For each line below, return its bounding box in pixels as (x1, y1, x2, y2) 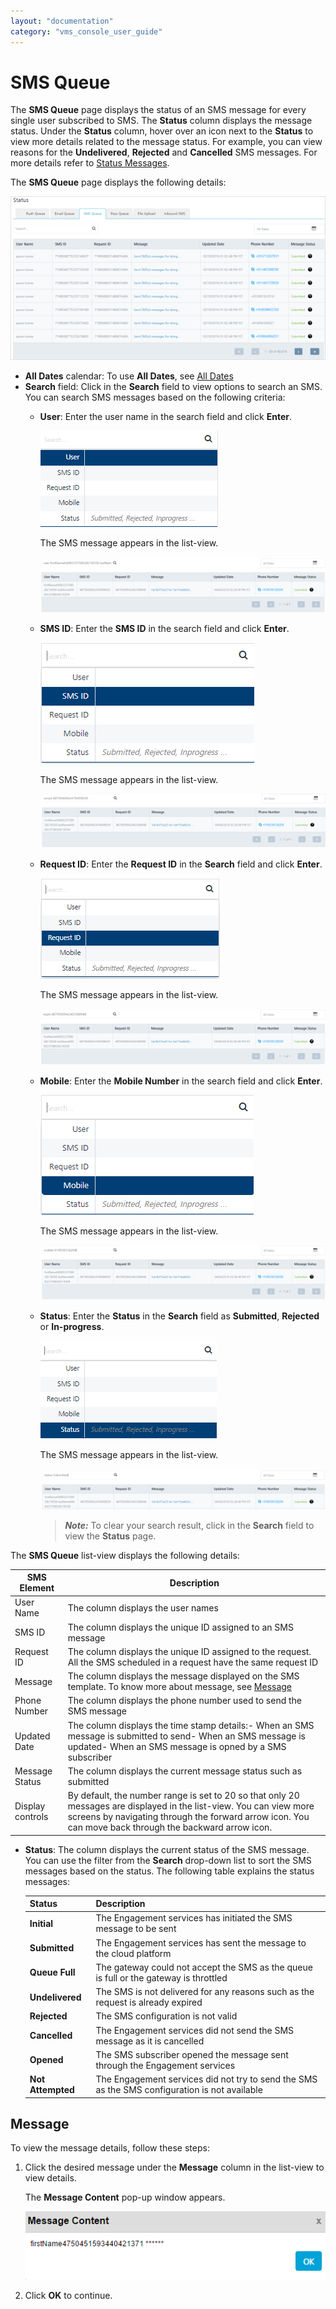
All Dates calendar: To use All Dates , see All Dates (24, 370, 234, 382)
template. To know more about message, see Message (67, 1681, 293, 1693)
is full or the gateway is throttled (95, 1971, 228, 1984)
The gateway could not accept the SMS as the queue (95, 1961, 313, 1973)
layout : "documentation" (10, 16, 114, 26)
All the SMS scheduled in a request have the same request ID (67, 1656, 319, 1668)
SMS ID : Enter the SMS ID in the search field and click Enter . (39, 622, 290, 634)
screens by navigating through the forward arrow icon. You (67, 1811, 310, 1823)
